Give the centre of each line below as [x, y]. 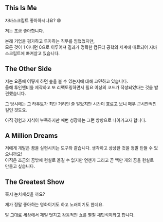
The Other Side [28, 69]
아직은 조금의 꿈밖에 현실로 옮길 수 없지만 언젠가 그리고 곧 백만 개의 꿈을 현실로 [80, 160]
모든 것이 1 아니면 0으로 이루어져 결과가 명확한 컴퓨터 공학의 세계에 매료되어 [77, 47]
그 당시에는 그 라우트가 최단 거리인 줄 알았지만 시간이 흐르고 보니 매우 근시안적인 [81, 104]
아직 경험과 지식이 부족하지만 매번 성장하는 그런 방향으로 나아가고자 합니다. [76, 120]
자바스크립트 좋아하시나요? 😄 [33, 20]
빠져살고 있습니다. [43, 53]
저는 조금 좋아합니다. [25, 31]
